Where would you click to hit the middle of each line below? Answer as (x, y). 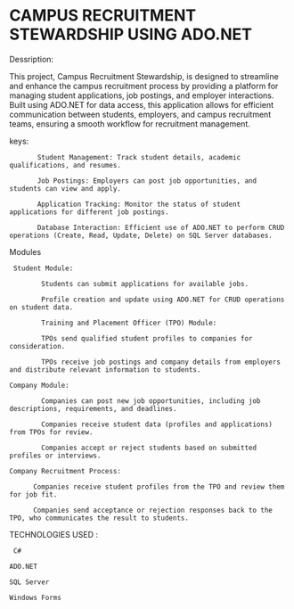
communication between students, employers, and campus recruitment (140, 114)
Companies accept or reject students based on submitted (149, 448)
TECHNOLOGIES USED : (53, 534)
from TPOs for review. (51, 432)
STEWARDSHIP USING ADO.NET (131, 34)
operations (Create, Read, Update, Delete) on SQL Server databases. (141, 235)
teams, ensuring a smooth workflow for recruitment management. (130, 123)
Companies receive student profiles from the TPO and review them (159, 487)
